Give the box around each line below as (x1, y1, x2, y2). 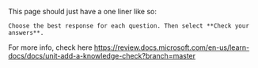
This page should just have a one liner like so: (8, 7, 157, 16)
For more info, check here (8, 43, 93, 52)
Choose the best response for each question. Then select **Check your (8, 22, 249, 30)
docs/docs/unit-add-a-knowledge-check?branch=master (8, 51, 196, 60)
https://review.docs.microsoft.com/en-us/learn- (93, 43, 250, 52)
